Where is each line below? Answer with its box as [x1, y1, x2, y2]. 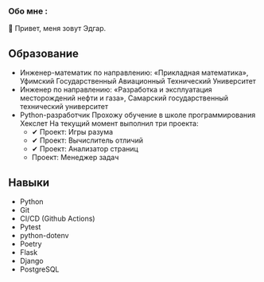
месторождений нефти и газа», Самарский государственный [19, 93, 229, 103]
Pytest [19, 221, 41, 232]
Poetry [19, 239, 42, 249]
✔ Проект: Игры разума [31, 127, 114, 137]
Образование [8, 46, 80, 61]
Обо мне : [8, 6, 49, 17]
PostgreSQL [19, 264, 60, 274]
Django [19, 256, 44, 265]
